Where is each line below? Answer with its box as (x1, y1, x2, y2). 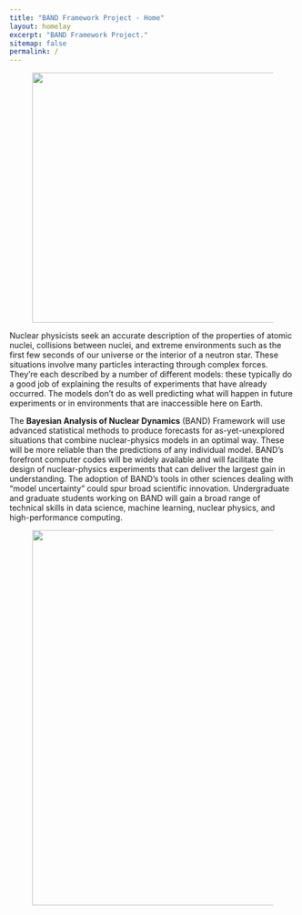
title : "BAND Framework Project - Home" (9, 13, 166, 23)
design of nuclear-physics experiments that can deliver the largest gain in (9, 464, 286, 475)
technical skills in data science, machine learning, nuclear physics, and (9, 502, 276, 514)
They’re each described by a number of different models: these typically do (9, 369, 293, 380)
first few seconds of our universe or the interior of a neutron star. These (9, 349, 279, 360)
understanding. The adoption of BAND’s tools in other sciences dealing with (9, 474, 294, 485)
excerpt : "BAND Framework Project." (9, 30, 148, 39)
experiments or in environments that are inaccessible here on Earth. (9, 397, 264, 409)
